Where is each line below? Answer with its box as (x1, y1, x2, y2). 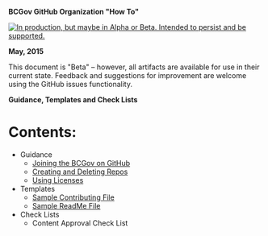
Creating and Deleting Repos (31, 167, 128, 176)
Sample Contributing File (31, 193, 115, 202)
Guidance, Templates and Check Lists (8, 95, 138, 104)
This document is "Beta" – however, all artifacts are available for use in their (8, 62, 260, 72)
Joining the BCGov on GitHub (31, 158, 131, 168)
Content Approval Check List (31, 217, 128, 228)
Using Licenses (31, 175, 84, 184)
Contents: (8, 123, 77, 142)
